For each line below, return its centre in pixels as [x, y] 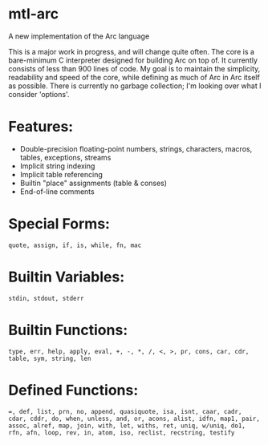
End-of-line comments [57, 191]
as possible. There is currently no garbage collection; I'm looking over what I [135, 86]
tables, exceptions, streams [65, 157]
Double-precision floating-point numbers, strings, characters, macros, [136, 148]
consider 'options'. [39, 94]
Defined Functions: [73, 390]
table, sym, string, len [50, 358]
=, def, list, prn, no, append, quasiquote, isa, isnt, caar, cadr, [125, 411]
